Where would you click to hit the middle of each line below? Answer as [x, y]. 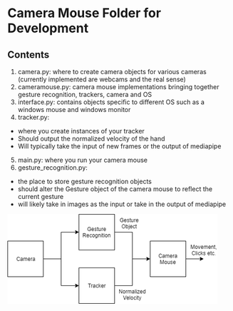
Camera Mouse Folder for [84, 13]
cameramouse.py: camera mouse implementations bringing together [118, 87]
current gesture [41, 197]
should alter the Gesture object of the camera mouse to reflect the [115, 189]
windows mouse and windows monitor [74, 109]
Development [48, 28]
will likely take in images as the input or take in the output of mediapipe [122, 204]
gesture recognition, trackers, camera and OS [85, 95]
